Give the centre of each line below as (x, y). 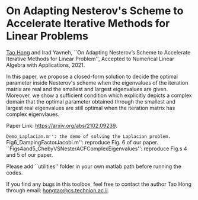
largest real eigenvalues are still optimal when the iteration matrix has (91, 108)
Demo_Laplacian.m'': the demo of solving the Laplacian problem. (88, 136)
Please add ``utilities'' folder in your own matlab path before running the (94, 166)
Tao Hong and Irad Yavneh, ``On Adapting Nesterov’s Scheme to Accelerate (98, 52)
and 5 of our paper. (30, 154)
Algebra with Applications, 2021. (46, 65)
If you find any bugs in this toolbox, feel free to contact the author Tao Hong (99, 184)
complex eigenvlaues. (33, 114)
